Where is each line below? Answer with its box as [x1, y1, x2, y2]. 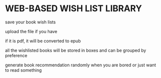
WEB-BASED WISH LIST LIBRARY [5, 3, 142, 14]
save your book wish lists [5, 19, 56, 25]
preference [5, 52, 28, 58]
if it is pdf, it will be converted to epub [5, 38, 81, 44]
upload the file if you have [5, 28, 58, 34]
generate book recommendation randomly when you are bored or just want [5, 62, 156, 68]
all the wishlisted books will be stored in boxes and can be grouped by [5, 47, 146, 53]
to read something [5, 67, 42, 73]
